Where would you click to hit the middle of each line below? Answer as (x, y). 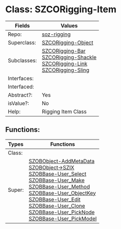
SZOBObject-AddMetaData (62, 161)
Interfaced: (21, 86)
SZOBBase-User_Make (57, 180)
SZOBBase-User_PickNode (62, 212)
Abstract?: (20, 95)
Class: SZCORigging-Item (61, 9)
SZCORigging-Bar (64, 51)
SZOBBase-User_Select (58, 174)
